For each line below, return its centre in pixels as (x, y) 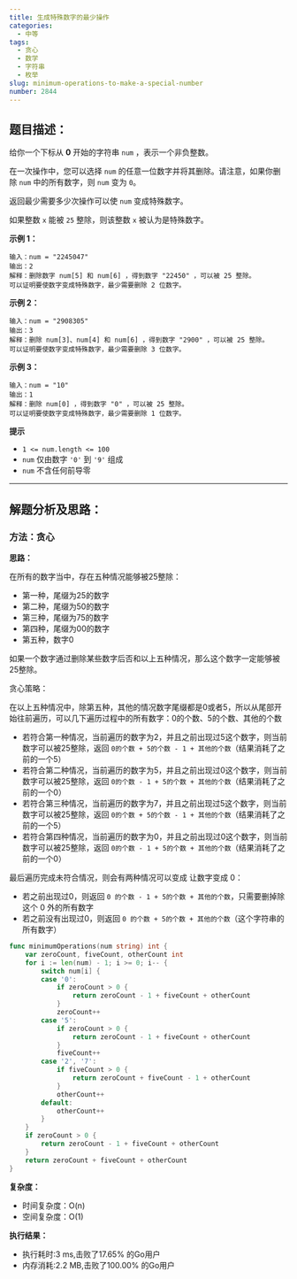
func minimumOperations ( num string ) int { (88, 946)
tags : (19, 42)
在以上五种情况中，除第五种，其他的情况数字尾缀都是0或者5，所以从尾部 (142, 707)
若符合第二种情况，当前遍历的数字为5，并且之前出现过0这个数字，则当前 (154, 770)
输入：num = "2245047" (49, 258)
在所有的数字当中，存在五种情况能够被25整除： (95, 577)
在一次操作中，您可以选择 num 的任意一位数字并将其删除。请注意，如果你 (141, 171)
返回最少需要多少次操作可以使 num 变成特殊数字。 (99, 201)
